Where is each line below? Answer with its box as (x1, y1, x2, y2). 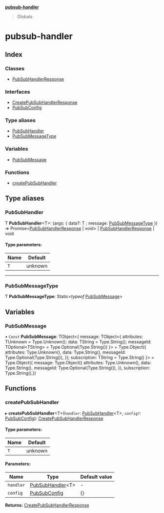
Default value (80, 473, 112, 480)
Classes (5, 65, 25, 72)
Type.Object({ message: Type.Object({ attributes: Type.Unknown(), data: (5, 359, 151, 365)
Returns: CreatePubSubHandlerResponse (5, 502, 89, 508)
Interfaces (5, 88, 30, 95)
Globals (17, 14, 33, 19)
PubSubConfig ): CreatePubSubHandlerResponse (5, 415, 103, 421)
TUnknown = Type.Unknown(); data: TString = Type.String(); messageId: (5, 338, 152, 345)
